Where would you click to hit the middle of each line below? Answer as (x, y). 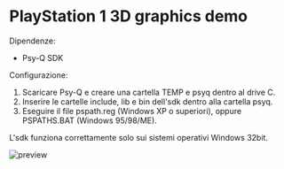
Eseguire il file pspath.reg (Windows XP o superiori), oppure (132, 111)
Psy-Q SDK (43, 58)
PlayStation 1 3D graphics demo (129, 16)
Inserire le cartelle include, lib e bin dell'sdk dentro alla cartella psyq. (147, 101)
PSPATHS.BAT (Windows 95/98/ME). (89, 120)
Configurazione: (39, 75)
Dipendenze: (32, 41)
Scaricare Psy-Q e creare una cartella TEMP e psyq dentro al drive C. (149, 92)
